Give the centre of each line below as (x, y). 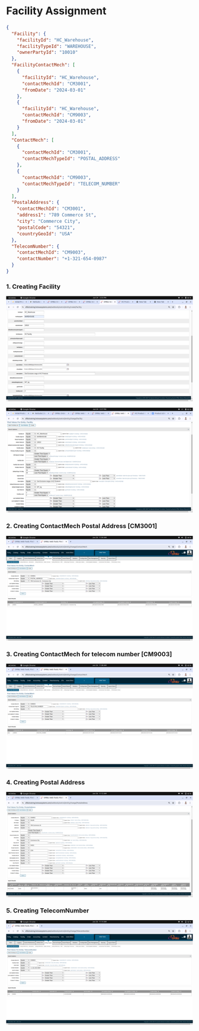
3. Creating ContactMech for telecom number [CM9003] (89, 654)
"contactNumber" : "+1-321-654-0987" (62, 259)
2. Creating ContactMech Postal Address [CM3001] (82, 526)
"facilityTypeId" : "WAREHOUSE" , (57, 46)
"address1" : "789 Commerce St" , (57, 215)
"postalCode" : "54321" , (46, 227)
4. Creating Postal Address (46, 782)
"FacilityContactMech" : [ (44, 65)
